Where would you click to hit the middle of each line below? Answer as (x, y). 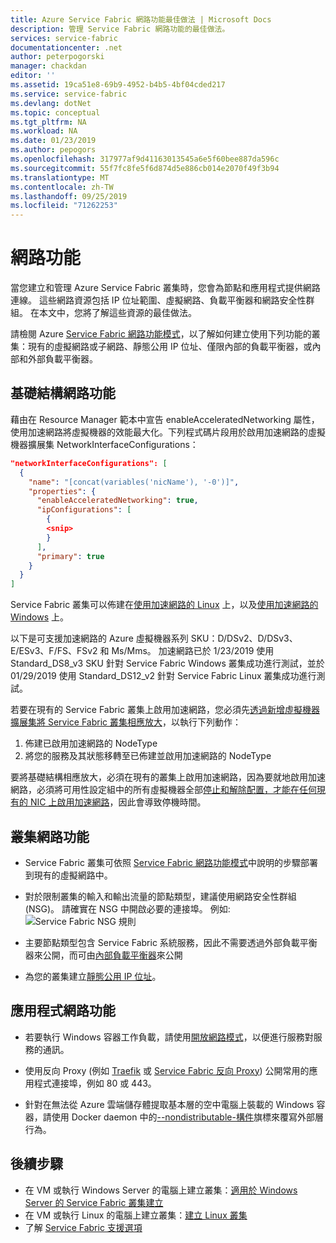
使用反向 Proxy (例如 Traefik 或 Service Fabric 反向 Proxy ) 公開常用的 (167, 1070)
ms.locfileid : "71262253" (64, 206)
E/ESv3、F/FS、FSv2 (54, 651)
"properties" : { (62, 491)
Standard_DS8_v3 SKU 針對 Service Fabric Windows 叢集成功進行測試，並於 (167, 663)
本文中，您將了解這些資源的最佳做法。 (117, 313)
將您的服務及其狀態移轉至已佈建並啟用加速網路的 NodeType (148, 756)
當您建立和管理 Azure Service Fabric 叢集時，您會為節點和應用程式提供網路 (165, 288)
